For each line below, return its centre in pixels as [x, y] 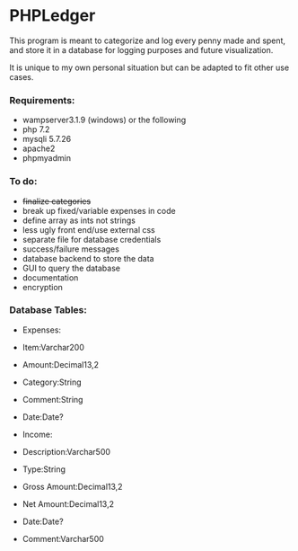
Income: [37, 434]
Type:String [44, 469]
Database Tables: [48, 310]
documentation [50, 277]
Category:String [52, 382]
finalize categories [57, 201]
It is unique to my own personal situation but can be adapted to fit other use [149, 67]
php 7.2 [36, 129]
